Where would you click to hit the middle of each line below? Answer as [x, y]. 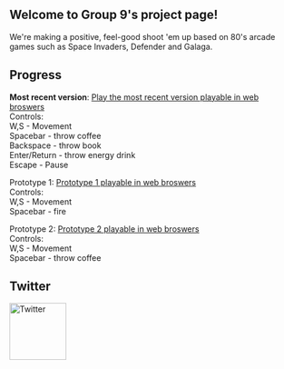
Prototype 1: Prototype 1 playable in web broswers [103, 182]
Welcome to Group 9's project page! [114, 15]
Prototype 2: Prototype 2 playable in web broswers [104, 229]
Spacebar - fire [38, 211]
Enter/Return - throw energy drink [73, 155]
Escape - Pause [39, 165]
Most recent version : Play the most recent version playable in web [134, 97]
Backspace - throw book [55, 145]
